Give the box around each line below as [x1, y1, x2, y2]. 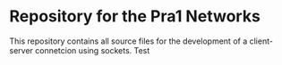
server [9, 45, 34, 55]
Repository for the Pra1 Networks [9, 6, 261, 27]
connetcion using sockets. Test [35, 45, 150, 55]
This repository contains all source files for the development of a [9, 36, 248, 46]
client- [249, 36, 273, 46]
